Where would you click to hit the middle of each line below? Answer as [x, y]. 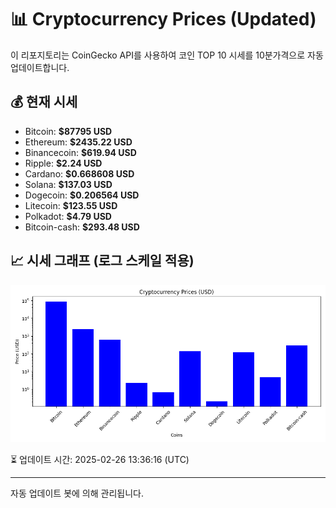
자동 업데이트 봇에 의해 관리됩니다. [77, 493]
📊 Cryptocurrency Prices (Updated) [163, 19]
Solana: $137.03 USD [68, 184]
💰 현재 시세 [44, 102]
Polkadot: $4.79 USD [68, 216]
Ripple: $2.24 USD [63, 163]
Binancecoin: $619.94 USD [80, 152]
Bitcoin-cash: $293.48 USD [82, 227]
